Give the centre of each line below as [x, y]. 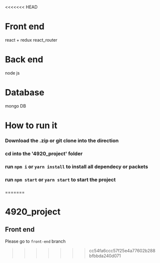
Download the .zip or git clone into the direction [62, 140]
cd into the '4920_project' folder [44, 154]
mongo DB [16, 106]
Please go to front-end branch [36, 241]
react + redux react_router [31, 40]
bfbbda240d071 [105, 256]
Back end [24, 60]
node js [13, 73]
